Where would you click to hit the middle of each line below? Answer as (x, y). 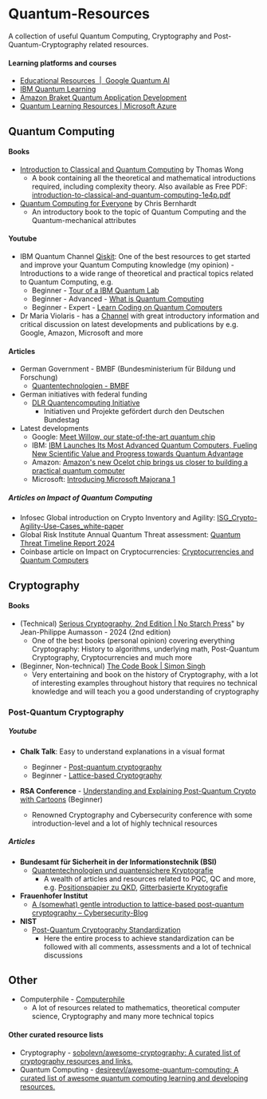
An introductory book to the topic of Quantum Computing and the (139, 212)
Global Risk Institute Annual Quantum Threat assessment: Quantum (130, 535)
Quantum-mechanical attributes (84, 220)
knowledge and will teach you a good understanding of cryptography (145, 691)
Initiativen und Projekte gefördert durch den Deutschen (134, 412)
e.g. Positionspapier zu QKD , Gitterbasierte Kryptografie (136, 887)
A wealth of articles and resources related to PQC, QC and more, (150, 878)
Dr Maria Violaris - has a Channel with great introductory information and (139, 316)
